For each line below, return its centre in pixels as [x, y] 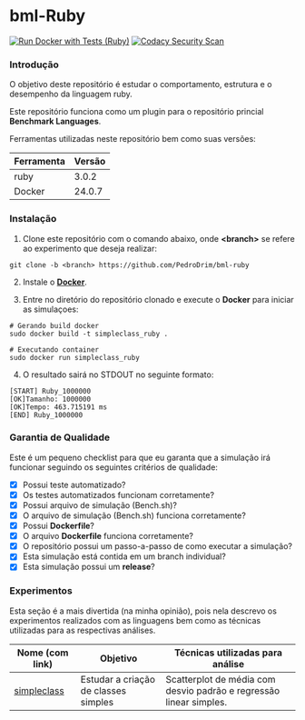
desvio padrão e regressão [223, 690]
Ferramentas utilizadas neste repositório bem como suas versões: [133, 139]
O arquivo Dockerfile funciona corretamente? [108, 536]
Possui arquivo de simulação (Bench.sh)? [100, 505]
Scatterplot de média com [221, 679]
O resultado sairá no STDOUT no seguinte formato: [118, 375]
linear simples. [197, 702]
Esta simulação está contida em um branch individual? [124, 556]
